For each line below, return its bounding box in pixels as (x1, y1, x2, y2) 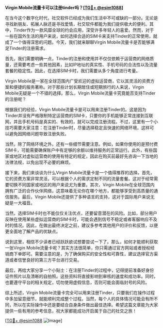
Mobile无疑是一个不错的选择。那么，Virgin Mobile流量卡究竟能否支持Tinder (5, 90, 156, 96)
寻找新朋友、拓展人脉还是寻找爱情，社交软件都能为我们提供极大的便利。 (5, 21, 149, 27)
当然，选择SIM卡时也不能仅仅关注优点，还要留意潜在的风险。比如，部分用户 (5, 211, 158, 216)
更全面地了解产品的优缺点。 (5, 229, 61, 234)
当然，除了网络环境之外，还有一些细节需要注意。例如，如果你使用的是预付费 (5, 141, 158, 147)
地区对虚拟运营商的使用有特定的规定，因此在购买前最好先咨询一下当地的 (13, 153, 158, 159)
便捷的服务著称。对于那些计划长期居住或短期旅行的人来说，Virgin (13, 84, 145, 90)
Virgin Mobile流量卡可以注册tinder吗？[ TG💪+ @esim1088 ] (5, 5, 124, 10)
